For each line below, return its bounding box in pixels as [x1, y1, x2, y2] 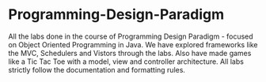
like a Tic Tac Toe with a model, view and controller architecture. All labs [8, 57, 244, 66]
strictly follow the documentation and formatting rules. [8, 65, 186, 74]
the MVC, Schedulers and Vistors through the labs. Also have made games [8, 48, 252, 58]
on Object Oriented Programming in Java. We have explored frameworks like [8, 39, 258, 49]
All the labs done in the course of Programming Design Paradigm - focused [8, 32, 253, 41]
